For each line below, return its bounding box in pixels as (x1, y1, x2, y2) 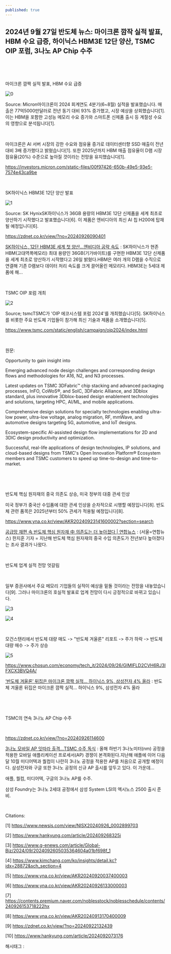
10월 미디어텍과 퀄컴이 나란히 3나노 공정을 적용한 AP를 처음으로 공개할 (10, 758, 150, 764)
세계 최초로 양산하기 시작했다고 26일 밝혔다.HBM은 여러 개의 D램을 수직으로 (10, 256, 161, 262)
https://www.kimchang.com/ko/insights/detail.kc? (12, 857, 117, 863)
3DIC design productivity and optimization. (5, 435, 95, 441)
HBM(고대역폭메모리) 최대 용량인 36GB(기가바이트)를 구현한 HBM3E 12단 (5, 250, 152, 256)
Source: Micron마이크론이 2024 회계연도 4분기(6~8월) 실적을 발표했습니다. (5, 101, 157, 107)
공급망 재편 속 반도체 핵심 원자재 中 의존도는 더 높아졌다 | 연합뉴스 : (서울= (5, 529, 153, 535)
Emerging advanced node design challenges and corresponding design (5, 367, 155, 374)
